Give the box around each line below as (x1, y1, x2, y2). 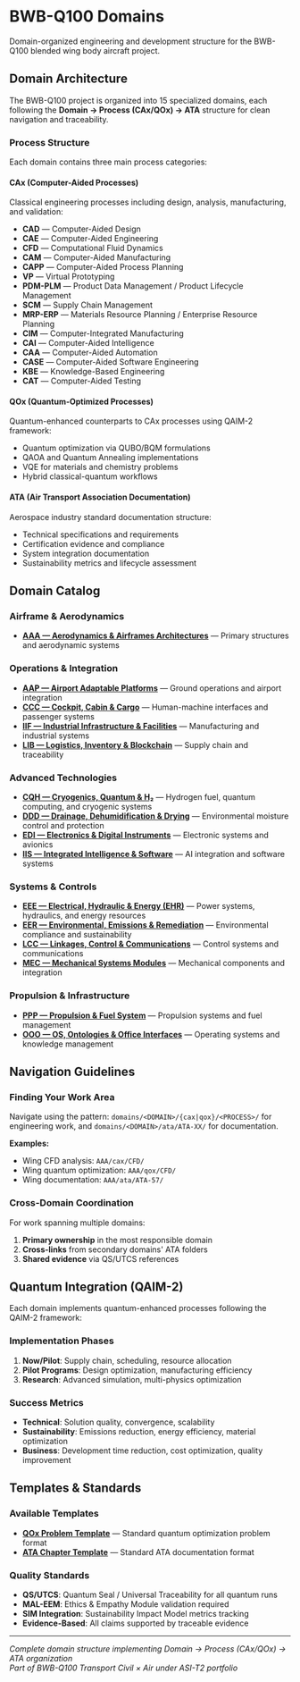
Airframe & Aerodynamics (9, 610, 125, 622)
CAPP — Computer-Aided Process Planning (21, 262, 184, 273)
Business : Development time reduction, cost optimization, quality (21, 1445, 263, 1456)
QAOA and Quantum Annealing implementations (21, 452, 199, 463)
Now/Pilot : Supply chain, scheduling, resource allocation (21, 1355, 232, 1366)
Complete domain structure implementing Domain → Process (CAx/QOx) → (9, 1643, 287, 1654)
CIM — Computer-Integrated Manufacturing (21, 328, 185, 339)
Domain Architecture (9, 71, 128, 87)
